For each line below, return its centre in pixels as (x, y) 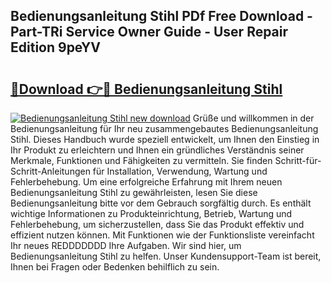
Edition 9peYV (56, 47)
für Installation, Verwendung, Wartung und (180, 171)
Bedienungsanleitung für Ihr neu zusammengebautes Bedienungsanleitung (164, 128)
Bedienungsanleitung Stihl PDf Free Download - (161, 16)
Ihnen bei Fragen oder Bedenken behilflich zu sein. (115, 267)
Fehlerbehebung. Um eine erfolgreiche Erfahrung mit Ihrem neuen (146, 182)
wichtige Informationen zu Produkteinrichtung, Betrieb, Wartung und (151, 213)
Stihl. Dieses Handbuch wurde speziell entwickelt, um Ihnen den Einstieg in (165, 139)
